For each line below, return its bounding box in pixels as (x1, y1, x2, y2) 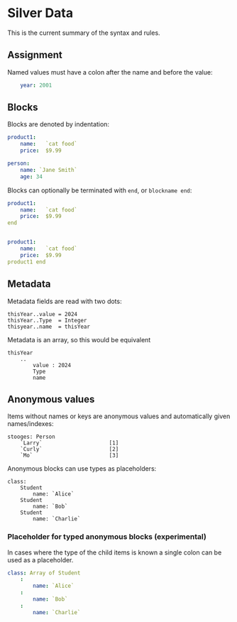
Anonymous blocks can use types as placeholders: (7, 464, 157, 473)
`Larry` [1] (20, 440, 119, 447)
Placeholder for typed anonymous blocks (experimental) (7, 532, 207, 542)
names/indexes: (7, 420, 54, 428)
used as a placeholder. (7, 555, 74, 564)
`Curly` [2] (20, 446, 119, 453)
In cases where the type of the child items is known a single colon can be (7, 548, 222, 557)
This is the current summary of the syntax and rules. (7, 28, 161, 37)
